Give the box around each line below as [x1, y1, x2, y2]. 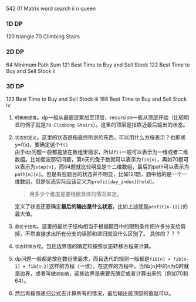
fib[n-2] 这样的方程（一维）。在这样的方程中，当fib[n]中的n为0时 [28, 262, 184, 270]
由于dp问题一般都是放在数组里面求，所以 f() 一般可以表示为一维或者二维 [14, 148, 189, 155]
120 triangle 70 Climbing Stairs [6, 33, 80, 40]
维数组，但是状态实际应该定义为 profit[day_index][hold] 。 [14, 178, 158, 185]
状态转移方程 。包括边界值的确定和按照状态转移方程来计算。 [14, 243, 154, 250]
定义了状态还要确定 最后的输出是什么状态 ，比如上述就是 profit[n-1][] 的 [14, 203, 188, 210]
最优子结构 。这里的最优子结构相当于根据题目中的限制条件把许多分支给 [14, 223, 181, 230]
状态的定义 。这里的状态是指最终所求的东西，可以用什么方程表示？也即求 [14, 134, 186, 141]
